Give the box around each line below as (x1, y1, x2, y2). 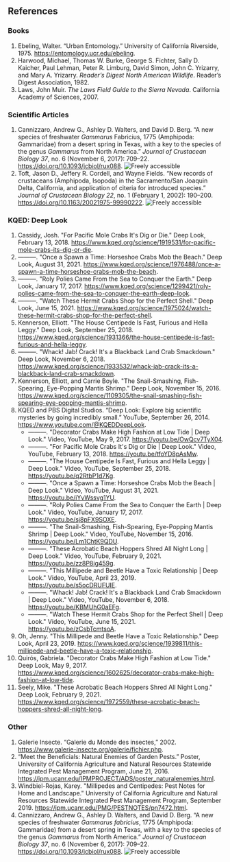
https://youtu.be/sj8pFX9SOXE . (27, 515, 117, 524)
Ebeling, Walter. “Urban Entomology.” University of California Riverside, (17, 41, 219, 50)
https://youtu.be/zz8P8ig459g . (27, 559, 116, 568)
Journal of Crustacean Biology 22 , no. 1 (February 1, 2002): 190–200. (17, 191, 214, 199)
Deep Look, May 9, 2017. (17, 662, 88, 670)
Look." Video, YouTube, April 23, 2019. (27, 574, 136, 582)
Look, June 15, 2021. (17, 304, 76, 312)
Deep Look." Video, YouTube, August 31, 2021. (27, 487, 159, 495)
